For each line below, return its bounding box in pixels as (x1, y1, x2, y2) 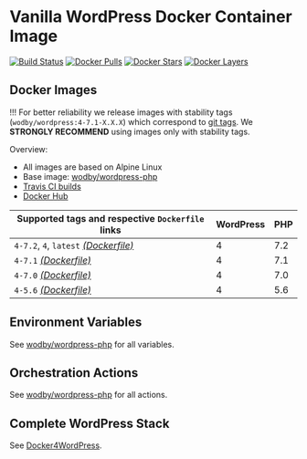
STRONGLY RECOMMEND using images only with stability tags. (9, 126, 250, 137)
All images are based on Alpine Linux (22, 162, 163, 172)
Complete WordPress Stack (9, 415, 170, 431)
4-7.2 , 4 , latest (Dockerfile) (14, 239, 134, 252)
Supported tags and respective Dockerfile (16, 212, 205, 224)
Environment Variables (9, 315, 143, 330)
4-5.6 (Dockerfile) (14, 283, 91, 296)
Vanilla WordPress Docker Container (9, 6, 292, 27)
